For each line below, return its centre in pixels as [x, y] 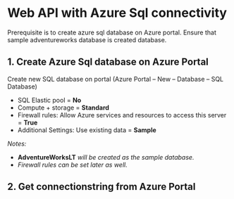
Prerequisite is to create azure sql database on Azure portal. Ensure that [112, 32]
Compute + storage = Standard [63, 108]
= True [27, 122]
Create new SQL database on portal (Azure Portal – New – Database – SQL [116, 79]
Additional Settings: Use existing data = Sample [87, 130]
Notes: [17, 143]
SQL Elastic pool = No [49, 100]
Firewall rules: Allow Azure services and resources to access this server [122, 115]
